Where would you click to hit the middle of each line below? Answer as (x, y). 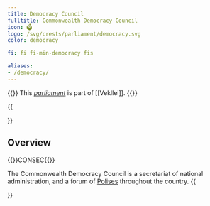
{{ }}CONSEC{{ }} (31, 160)
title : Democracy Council (45, 14)
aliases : (20, 66)
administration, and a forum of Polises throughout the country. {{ (102, 181)
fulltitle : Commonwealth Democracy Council (73, 21)
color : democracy (33, 40)
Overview (29, 143)
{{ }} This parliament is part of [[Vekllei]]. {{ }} (73, 92)
